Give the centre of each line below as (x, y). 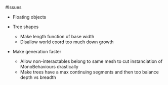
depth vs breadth (38, 77)
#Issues (13, 7)
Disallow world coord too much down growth (67, 42)
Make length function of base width (57, 36)
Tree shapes (26, 27)
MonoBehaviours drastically (49, 67)
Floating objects (29, 17)
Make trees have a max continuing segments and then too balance (90, 72)
